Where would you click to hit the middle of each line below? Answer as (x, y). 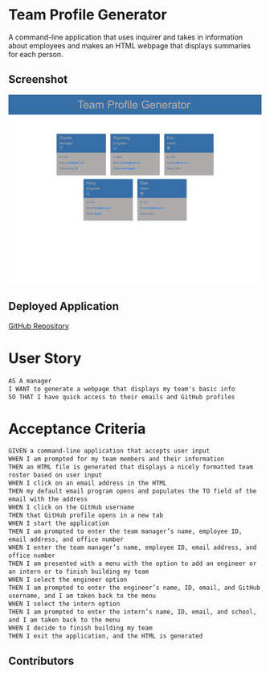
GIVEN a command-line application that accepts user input (109, 451)
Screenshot (38, 79)
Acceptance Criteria (77, 429)
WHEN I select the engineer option (68, 580)
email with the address (48, 500)
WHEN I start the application (59, 524)
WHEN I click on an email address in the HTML (88, 483)
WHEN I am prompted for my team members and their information (117, 459)
